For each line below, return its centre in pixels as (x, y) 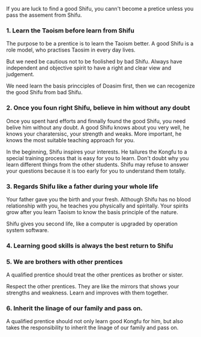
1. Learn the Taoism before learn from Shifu (70, 31)
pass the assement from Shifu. (44, 15)
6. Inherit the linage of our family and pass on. (74, 308)
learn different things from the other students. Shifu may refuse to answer (97, 164)
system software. (28, 230)
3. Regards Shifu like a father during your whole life (82, 186)
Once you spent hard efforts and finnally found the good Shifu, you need (96, 121)
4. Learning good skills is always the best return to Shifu (90, 245)
